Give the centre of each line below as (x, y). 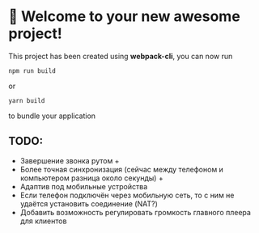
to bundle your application (52, 116)
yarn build (27, 100)
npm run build (32, 71)
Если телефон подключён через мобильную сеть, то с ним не (127, 195)
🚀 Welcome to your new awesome (124, 17)
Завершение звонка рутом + (70, 160)
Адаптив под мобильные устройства (84, 186)
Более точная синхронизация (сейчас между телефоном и (122, 169)
